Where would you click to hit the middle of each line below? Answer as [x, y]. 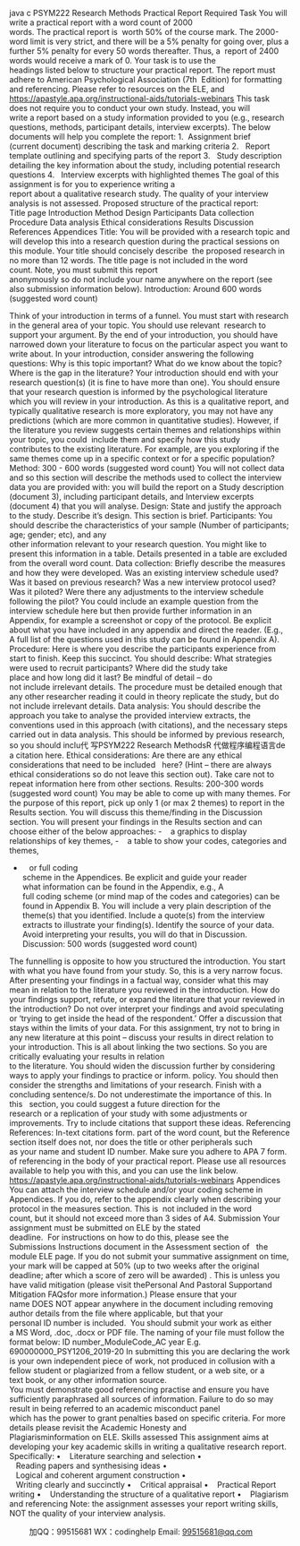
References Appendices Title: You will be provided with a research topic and [150, 232]
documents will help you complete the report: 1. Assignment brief [130, 137]
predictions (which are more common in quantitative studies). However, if [144, 421]
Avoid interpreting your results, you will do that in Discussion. [134, 934]
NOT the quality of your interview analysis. [87, 1513]
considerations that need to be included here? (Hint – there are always [141, 764]
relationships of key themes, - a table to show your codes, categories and [148, 841]
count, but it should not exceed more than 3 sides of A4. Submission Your [145, 1218]
